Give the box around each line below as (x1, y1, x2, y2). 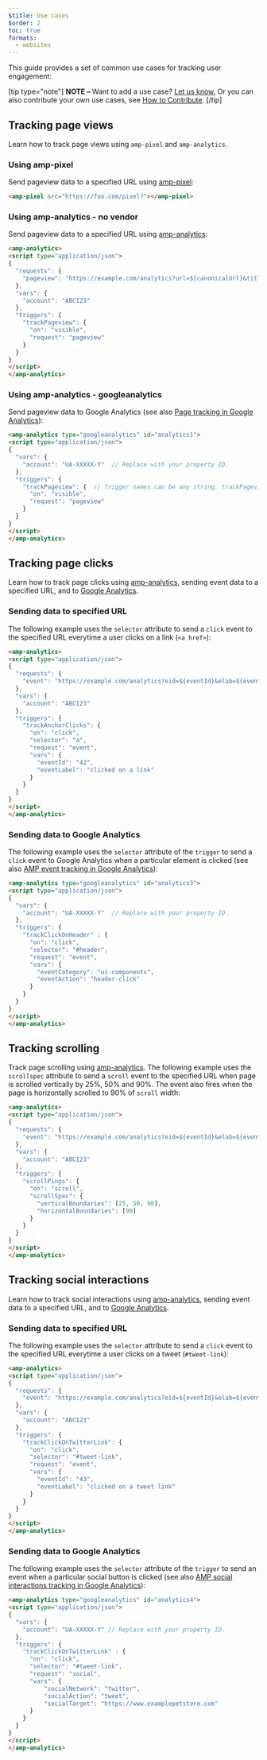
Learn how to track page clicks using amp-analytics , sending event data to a (8, 578, 259, 587)
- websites (15, 41, 52, 49)
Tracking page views (8, 118, 114, 132)
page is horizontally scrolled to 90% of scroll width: (8, 1088, 180, 1097)
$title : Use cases (8, 11, 69, 20)
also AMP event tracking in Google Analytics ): (8, 864, 158, 874)
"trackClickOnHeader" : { (22, 931, 109, 939)
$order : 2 (8, 19, 41, 27)
